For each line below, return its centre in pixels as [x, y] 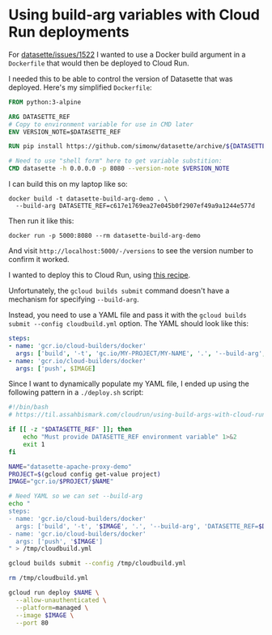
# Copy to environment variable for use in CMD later [101, 124]
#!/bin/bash [28, 407]
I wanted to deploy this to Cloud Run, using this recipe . [100, 275]
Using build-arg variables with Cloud [134, 15]
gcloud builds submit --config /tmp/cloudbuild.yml [97, 564]
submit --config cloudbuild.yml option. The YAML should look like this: [129, 324]
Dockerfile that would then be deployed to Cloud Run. [99, 63]
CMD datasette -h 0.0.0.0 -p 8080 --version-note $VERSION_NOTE [119, 169]
